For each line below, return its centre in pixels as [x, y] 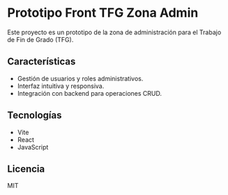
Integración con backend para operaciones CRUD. [90, 93]
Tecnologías [35, 116]
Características [41, 62]
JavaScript [33, 147]
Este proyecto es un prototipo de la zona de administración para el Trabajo [114, 32]
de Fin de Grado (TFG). [40, 39]
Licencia [26, 169]
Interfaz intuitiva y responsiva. [61, 86]
